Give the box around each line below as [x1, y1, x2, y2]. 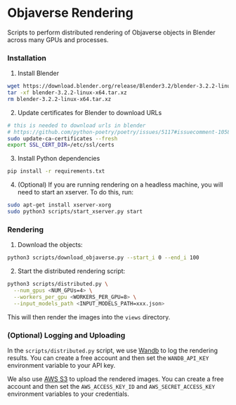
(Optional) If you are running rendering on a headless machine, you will [17, 180, 223, 189]
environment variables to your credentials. [7, 390, 130, 398]
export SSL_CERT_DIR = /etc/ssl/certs [7, 142, 114, 149]
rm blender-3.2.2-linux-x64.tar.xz [7, 95, 112, 102]
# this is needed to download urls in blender [7, 121, 146, 129]
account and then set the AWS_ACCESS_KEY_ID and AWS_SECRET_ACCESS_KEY [7, 382, 216, 390]
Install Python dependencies [17, 154, 100, 163]
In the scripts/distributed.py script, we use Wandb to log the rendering [7, 346, 218, 354]
